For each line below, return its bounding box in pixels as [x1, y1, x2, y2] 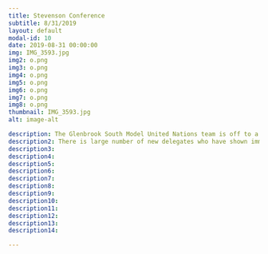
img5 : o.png [8, 78, 48, 86]
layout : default [8, 26, 62, 34]
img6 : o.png [8, 85, 48, 94]
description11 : [8, 204, 59, 212]
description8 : [8, 182, 56, 190]
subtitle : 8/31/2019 [8, 19, 77, 27]
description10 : [8, 196, 59, 204]
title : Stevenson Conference [8, 11, 105, 20]
